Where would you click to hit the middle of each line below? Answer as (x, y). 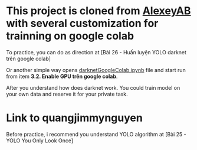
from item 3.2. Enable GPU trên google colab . (62, 76)
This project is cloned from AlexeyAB (98, 11)
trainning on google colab (70, 36)
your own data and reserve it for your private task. (67, 94)
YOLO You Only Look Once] (40, 141)
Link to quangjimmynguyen (74, 118)
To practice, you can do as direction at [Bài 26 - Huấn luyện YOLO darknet (96, 52)
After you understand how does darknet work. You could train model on (93, 87)
